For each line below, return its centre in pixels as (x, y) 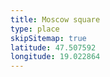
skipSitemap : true (48, 38)
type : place (35, 29)
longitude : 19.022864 (55, 57)
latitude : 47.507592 (53, 47)
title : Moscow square (55, 19)
